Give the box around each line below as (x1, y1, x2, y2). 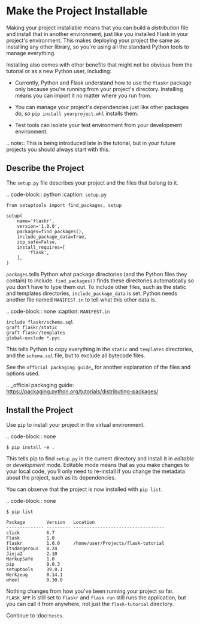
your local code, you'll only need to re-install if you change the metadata (6, 468, 186, 475)
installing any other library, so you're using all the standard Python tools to (6, 43, 190, 50)
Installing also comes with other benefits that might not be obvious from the (6, 61, 193, 68)
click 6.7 (6, 529, 55, 536)
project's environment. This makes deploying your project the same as (6, 37, 180, 44)
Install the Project (6, 405, 74, 415)
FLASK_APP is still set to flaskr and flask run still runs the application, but (6, 593, 186, 601)
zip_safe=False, (17, 239, 58, 245)
